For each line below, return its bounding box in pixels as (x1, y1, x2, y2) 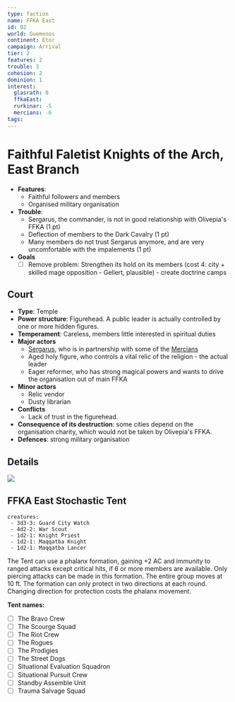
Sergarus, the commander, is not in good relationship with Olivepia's (28, 215, 227, 223)
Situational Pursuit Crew (17, 670, 88, 679)
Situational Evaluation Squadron (17, 662, 111, 671)
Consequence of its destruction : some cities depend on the (17, 420, 194, 429)
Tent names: (7, 601, 45, 609)
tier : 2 (7, 50, 30, 57)
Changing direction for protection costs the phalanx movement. (7, 587, 192, 596)
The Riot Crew (17, 630, 60, 639)
